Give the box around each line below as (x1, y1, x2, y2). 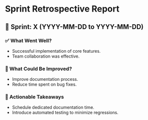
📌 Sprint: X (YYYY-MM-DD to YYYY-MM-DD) (5, 23, 144, 31)
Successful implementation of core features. (12, 48, 101, 54)
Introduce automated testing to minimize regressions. (12, 110, 118, 116)
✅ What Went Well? (5, 37, 52, 44)
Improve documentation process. (12, 76, 78, 82)
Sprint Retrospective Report (5, 3, 119, 15)
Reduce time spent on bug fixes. (12, 81, 77, 88)
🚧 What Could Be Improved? (5, 65, 73, 72)
